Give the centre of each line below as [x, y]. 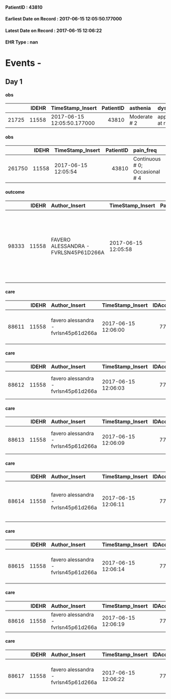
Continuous [147, 159]
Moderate [141, 117]
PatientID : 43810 [24, 7]
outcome [15, 192]
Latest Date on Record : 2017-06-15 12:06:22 [54, 30]
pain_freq [145, 150]
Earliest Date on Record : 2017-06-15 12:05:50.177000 [64, 19]
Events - [23, 63]
